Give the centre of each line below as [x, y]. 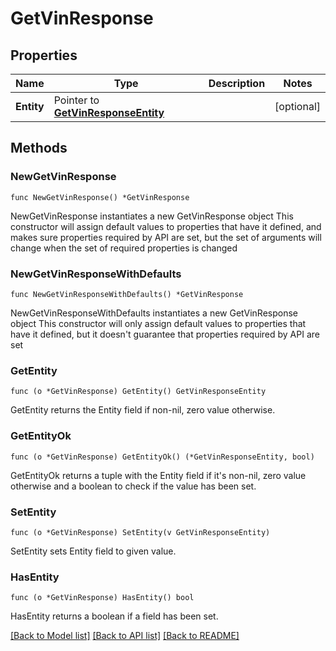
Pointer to [76, 100]
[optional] [297, 106]
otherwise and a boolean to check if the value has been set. [133, 486]
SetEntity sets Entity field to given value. [93, 551]
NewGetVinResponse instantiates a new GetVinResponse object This [152, 216]
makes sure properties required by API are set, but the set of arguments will [166, 237]
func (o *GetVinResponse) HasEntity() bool [102, 598]
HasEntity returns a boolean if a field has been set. [114, 616]
